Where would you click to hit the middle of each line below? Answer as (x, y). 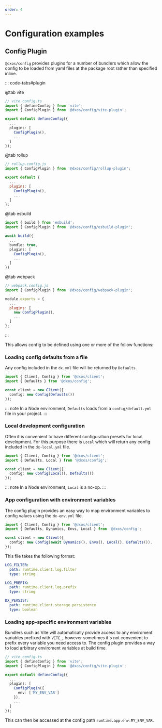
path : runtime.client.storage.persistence (53, 605)
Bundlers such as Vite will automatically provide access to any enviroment (79, 633)
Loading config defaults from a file (46, 357)
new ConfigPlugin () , (34, 313)
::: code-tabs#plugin (25, 83)
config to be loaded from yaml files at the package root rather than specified (81, 68)
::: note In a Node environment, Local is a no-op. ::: (56, 487)
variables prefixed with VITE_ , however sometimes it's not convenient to (77, 638)
